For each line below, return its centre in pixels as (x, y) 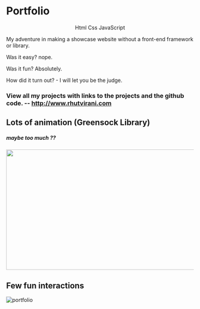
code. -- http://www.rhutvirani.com (59, 103)
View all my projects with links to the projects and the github (95, 96)
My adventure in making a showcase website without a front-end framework (100, 39)
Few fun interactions (45, 285)
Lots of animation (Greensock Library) (78, 123)
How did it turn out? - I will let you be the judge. (64, 80)
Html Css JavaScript (100, 27)
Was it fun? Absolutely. (34, 68)
